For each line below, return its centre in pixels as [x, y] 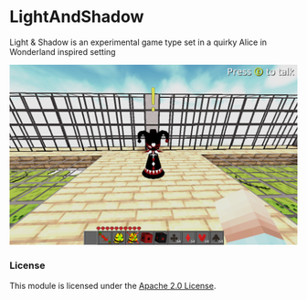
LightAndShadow [77, 17]
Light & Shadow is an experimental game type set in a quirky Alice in [138, 42]
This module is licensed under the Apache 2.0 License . [113, 285]
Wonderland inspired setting [63, 51]
